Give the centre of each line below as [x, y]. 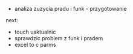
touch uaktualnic [35, 32]
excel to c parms [35, 45]
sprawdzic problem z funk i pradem [59, 38]
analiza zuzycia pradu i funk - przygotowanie [71, 9]
